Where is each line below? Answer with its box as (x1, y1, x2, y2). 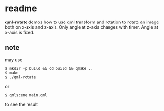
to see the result (5, 101, 38, 107)
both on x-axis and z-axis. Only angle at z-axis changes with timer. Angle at (5, 24, 158, 30)
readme (5, 3, 37, 14)
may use (5, 57, 23, 63)
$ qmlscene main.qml (5, 92, 48, 98)
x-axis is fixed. (5, 29, 35, 35)
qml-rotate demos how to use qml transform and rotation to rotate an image (5, 19, 159, 25)
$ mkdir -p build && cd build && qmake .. (5, 66, 93, 71)
